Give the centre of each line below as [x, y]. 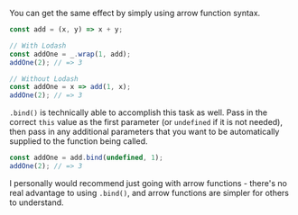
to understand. [37, 202]
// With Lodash [38, 45]
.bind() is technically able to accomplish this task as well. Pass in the [139, 112]
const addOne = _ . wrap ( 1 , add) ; [70, 54]
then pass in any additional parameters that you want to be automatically [144, 132]
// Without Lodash [44, 79]
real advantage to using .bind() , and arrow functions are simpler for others [149, 193]
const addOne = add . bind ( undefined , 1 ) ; [87, 158]
